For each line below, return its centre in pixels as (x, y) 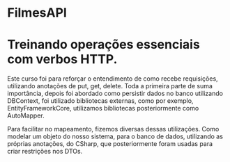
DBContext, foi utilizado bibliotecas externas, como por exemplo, (100, 101)
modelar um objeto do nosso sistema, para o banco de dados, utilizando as (115, 136)
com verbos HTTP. (62, 59)
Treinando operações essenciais (103, 45)
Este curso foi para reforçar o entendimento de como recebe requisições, (113, 79)
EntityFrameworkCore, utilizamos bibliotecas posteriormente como (103, 108)
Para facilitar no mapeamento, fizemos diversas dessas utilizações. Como (113, 129)
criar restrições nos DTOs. (45, 152)
